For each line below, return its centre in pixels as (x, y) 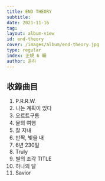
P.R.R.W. (25, 101)
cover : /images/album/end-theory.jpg (53, 45)
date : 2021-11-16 (28, 22)
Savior (23, 173)
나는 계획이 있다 (33, 108)
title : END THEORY (29, 12)
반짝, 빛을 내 (29, 138)
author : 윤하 (22, 61)
